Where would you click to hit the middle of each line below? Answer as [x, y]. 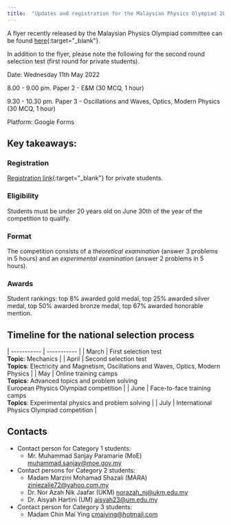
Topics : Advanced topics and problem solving [72, 381]
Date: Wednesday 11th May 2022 [54, 74]
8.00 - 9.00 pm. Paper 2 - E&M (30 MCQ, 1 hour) [76, 87]
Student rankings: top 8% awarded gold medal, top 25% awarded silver [108, 299]
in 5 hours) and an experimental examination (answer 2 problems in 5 [106, 258]
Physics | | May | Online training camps [63, 373]
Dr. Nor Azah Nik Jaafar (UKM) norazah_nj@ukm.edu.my [108, 492]
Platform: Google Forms [41, 122]
